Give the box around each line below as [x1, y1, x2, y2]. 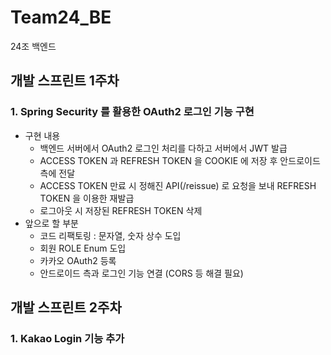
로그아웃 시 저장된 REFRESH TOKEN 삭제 [39, 204, 203, 216]
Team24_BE [10, 6, 112, 29]
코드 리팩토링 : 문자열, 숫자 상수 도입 [39, 229, 182, 241]
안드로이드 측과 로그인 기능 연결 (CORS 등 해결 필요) [39, 267, 244, 279]
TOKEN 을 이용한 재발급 [39, 192, 135, 204]
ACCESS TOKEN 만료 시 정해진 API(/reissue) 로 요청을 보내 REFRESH [39, 179, 317, 191]
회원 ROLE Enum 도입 [39, 242, 127, 254]
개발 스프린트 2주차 [10, 299, 122, 316]
